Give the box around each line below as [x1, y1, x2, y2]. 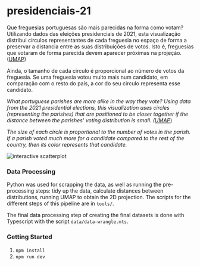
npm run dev [15, 253, 45, 260]
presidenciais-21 [7, 4, 91, 18]
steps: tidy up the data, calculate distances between [35, 187, 164, 194]
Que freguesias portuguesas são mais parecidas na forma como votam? [7, 24, 184, 31]
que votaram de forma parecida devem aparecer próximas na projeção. [7, 49, 182, 56]
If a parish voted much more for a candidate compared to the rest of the [7, 134, 185, 141]
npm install [15, 248, 45, 253]
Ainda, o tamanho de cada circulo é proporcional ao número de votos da [7, 67, 185, 74]
